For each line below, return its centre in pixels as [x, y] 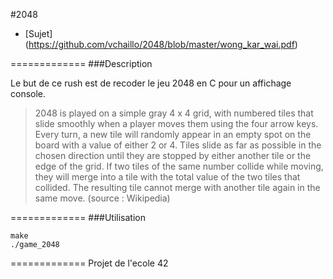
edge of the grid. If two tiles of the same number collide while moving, [179, 166]
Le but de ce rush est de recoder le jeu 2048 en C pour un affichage [151, 83]
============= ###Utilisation [78, 217]
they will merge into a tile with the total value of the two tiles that [167, 177]
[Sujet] [38, 33]
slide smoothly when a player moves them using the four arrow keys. [176, 123]
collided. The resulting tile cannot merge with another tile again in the [177, 187]
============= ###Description [81, 63]
